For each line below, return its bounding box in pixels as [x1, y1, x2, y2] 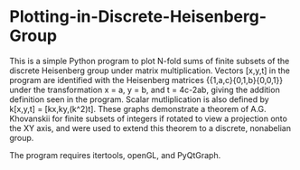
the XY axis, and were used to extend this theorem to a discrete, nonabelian [9, 122, 292, 133]
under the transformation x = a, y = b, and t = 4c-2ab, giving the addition [9, 84, 280, 95]
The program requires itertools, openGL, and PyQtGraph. [9, 149, 221, 160]
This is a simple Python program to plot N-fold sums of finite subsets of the [9, 55, 290, 66]
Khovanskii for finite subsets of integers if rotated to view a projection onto [9, 113, 287, 124]
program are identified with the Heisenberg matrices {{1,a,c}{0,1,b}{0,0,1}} [9, 74, 283, 85]
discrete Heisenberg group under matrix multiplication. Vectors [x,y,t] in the [9, 65, 291, 76]
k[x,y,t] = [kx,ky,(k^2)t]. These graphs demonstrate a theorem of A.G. [9, 103, 267, 114]
